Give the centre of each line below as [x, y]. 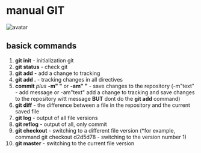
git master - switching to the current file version [75, 143]
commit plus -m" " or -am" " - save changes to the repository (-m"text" [104, 86]
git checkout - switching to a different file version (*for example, [95, 130]
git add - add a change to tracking [57, 73]
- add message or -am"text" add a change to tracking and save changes [105, 92]
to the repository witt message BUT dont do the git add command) [97, 98]
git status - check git [41, 67]
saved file [27, 111]
